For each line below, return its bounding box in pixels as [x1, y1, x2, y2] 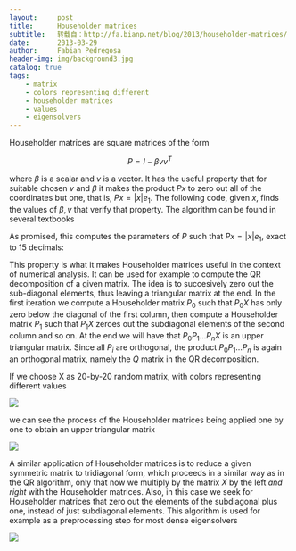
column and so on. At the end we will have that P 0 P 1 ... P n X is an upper [9, 330, 265, 343]
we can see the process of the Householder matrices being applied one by [9, 414, 284, 425]
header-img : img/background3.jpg [9, 54, 134, 63]
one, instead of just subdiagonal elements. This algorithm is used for [9, 505, 261, 516]
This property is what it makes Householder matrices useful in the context [9, 260, 281, 271]
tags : [9, 71, 29, 80]
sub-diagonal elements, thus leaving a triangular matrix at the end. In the [9, 288, 276, 299]
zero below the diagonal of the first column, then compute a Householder [9, 309, 279, 320]
